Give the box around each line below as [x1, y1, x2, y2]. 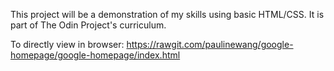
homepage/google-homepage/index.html [10, 49, 181, 61]
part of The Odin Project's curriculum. [10, 19, 167, 31]
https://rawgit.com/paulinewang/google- [126, 39, 294, 50]
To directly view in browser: [10, 39, 125, 50]
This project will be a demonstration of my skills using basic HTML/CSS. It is [10, 9, 325, 20]
